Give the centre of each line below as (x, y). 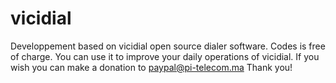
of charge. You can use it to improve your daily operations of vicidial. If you (165, 56)
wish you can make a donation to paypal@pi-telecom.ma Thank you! (151, 67)
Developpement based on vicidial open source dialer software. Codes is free (168, 46)
